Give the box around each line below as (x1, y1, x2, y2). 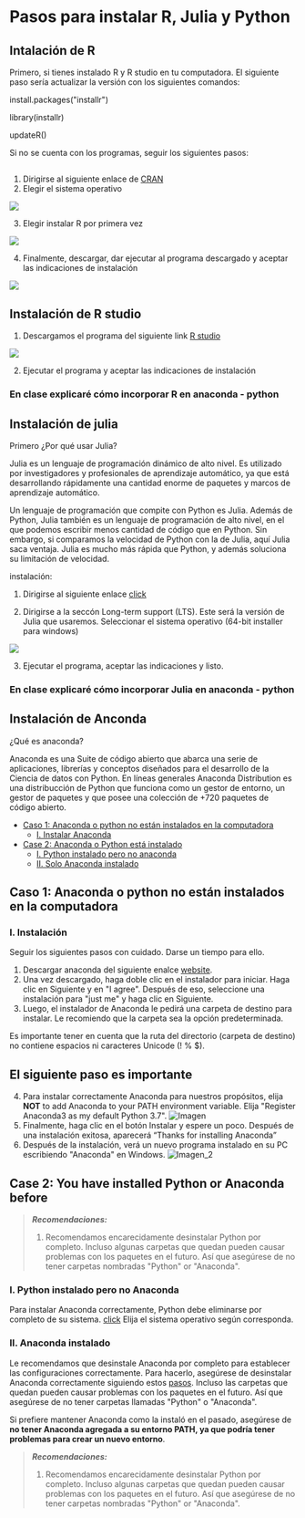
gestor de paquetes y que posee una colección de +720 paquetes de (9, 792, 269, 803)
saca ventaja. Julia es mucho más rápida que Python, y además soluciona (9, 543, 287, 554)
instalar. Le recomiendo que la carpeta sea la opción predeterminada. (22, 1013, 284, 1024)
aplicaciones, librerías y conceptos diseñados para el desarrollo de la (9, 763, 269, 774)
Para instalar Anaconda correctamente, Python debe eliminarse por (9, 1305, 262, 1315)
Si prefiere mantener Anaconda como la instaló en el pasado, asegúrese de (9, 1414, 292, 1425)
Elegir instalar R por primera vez (22, 218, 144, 229)
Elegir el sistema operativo (22, 183, 123, 194)
